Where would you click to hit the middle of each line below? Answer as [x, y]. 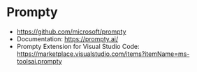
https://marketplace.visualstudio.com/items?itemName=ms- [103, 54]
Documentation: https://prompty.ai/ [67, 38]
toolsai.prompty [39, 61]
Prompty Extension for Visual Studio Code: [78, 46]
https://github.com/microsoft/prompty [71, 31]
